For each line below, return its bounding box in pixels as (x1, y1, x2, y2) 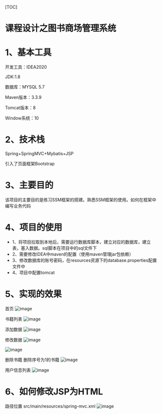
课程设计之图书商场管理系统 (5, 23, 117, 34)
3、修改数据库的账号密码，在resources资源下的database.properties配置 (12, 257, 157, 263)
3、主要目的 (5, 180, 54, 191)
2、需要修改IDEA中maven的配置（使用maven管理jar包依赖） (12, 251, 134, 257)
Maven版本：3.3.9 (5, 94, 42, 100)
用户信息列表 (5, 367, 31, 373)
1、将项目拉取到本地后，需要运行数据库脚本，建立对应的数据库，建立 (12, 239, 151, 245)
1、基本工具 (5, 47, 52, 58)
